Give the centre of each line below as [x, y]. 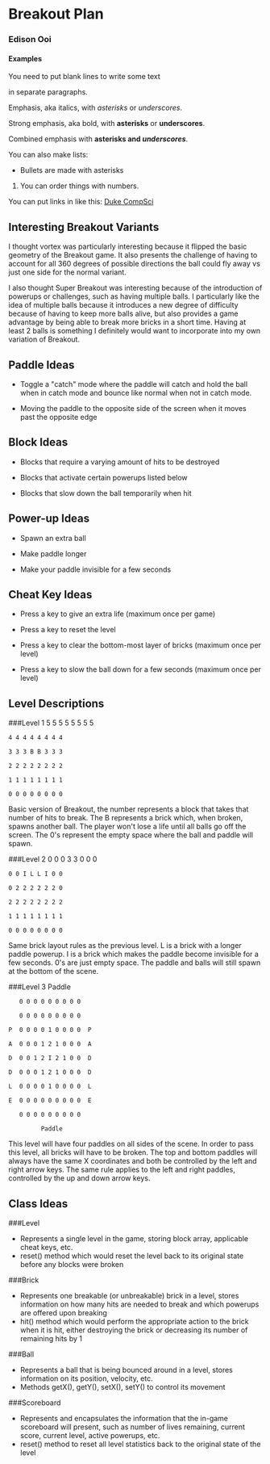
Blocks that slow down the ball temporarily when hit [106, 493]
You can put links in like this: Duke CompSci [81, 202]
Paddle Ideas [42, 365]
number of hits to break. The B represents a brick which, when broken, [126, 818]
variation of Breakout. [44, 339]
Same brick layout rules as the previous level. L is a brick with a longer [125, 946]
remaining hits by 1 [51, 1338]
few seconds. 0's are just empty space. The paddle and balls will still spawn [135, 963]
